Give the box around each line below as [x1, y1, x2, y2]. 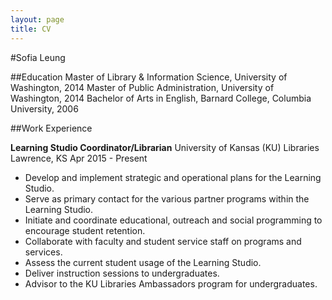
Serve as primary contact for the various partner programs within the [24, 192, 310, 205]
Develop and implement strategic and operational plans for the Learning [24, 171, 322, 183]
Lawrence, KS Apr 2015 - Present [10, 152, 148, 164]
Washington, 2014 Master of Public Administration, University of [10, 81, 275, 93]
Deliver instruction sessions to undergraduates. [24, 267, 220, 279]
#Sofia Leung [10, 51, 66, 63]
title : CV [10, 24, 52, 34]
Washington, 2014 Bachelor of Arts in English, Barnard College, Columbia [10, 92, 312, 104]
